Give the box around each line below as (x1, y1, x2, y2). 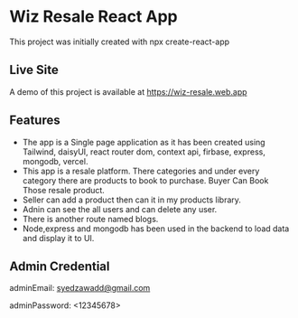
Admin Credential (9, 258, 110, 274)
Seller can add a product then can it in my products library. (22, 194, 242, 205)
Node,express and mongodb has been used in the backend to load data (22, 223, 290, 234)
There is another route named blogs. (22, 213, 159, 224)
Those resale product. (22, 184, 106, 195)
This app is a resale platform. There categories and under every (22, 165, 260, 176)
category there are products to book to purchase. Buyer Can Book (22, 174, 269, 186)
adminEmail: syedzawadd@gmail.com (9, 283, 151, 294)
